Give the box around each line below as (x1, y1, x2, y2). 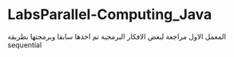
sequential (7, 40, 42, 49)
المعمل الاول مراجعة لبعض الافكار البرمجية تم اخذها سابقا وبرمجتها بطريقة (7, 32, 227, 41)
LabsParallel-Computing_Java (7, 6, 212, 24)
